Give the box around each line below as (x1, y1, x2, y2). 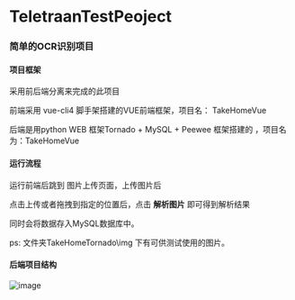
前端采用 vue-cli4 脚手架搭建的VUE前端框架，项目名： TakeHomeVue (9, 105, 267, 116)
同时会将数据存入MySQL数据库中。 (9, 218, 139, 229)
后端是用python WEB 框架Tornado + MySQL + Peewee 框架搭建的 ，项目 (9, 124, 279, 135)
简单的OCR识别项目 (9, 41, 94, 53)
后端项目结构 (9, 259, 57, 270)
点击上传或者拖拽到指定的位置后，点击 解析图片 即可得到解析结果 (9, 198, 250, 209)
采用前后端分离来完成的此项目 (9, 86, 120, 96)
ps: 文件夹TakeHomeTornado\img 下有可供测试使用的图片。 (9, 237, 229, 248)
